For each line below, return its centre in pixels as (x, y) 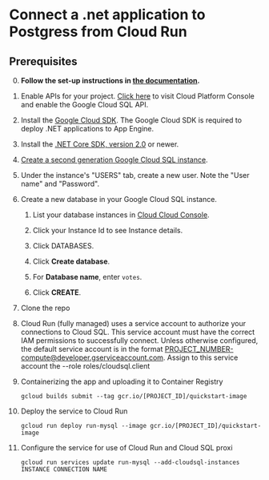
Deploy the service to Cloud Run (74, 411)
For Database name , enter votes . (87, 277)
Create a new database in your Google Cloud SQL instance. (118, 199)
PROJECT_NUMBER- (199, 349)
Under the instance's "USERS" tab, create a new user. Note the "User (135, 175)
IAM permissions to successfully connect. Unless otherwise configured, (139, 341)
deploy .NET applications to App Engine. (87, 129)
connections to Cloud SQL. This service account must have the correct (138, 332)
